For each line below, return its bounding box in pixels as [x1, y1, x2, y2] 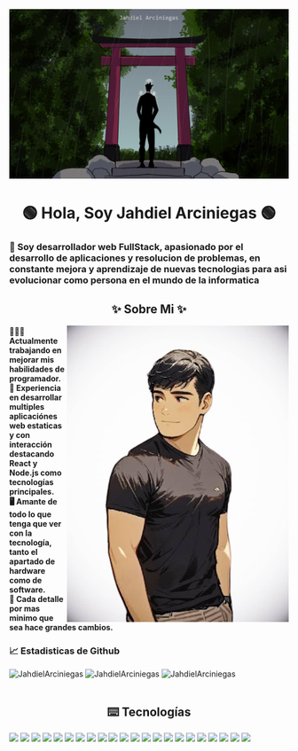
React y [9, 458, 38, 469]
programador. [9, 373, 62, 384]
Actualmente [9, 336, 59, 347]
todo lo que [9, 509, 51, 520]
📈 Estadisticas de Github [9, 645, 120, 657]
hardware [9, 566, 46, 576]
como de [9, 575, 43, 586]
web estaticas [9, 420, 62, 431]
